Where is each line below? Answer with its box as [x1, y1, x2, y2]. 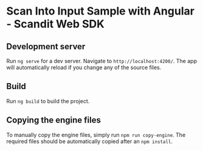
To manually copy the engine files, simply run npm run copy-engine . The [6, 131, 186, 138]
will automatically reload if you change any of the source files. [6, 64, 162, 71]
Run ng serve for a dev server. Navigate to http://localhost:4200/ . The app [6, 58, 198, 64]
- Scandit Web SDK [6, 17, 105, 31]
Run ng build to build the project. [6, 97, 90, 104]
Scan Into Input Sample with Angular [6, 4, 194, 18]
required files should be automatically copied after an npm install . [6, 138, 173, 145]
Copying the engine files [6, 115, 101, 126]
